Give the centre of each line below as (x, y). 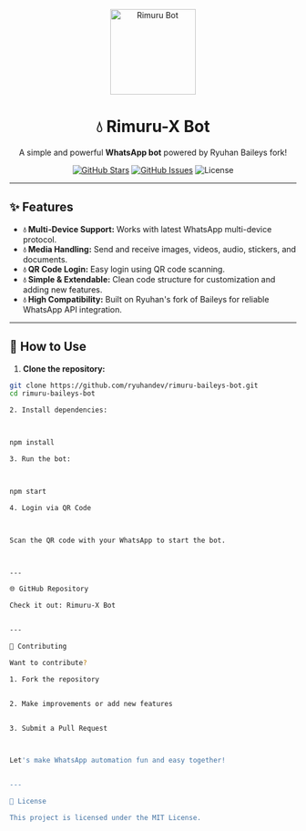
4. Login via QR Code (51, 508)
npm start (28, 491)
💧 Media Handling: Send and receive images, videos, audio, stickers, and (159, 249)
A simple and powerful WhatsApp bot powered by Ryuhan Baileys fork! (153, 152)
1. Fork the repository (55, 679)
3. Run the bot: (40, 459)
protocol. (40, 239)
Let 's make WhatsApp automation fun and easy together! (117, 761)
